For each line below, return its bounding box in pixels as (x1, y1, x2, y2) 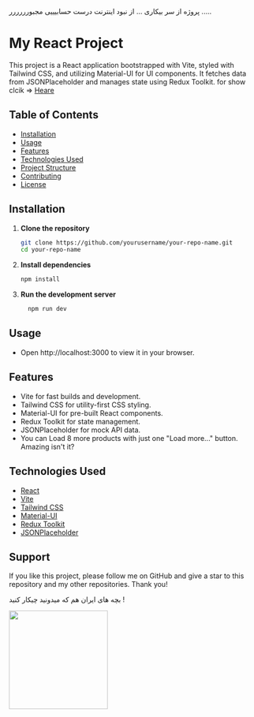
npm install (20, 275, 60, 283)
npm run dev (28, 305, 67, 313)
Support (9, 550, 50, 563)
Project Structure (20, 162, 77, 172)
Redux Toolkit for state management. (20, 416, 141, 426)
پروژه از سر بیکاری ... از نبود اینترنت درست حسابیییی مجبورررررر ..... (9, 7, 212, 16)
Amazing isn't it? (20, 442, 75, 451)
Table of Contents (9, 108, 99, 121)
